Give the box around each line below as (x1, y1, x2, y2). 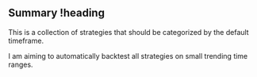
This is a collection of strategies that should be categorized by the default (8, 27, 249, 37)
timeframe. (8, 36, 44, 45)
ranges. (8, 60, 33, 69)
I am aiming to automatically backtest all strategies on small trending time (8, 51, 248, 60)
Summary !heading (8, 6, 105, 20)
